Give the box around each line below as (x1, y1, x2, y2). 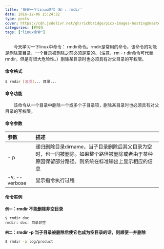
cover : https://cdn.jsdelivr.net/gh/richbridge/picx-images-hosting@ (5, 21, 150, 26)
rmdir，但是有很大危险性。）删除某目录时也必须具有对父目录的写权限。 (5, 56, 146, 62)
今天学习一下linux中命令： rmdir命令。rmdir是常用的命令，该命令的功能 (13, 44, 157, 49)
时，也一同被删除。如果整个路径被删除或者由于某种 (35, 151, 153, 158)
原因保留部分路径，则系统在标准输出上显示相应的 (35, 158, 148, 165)
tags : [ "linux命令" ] (5, 30, 45, 35)
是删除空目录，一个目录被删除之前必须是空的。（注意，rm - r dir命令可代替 (5, 50, 154, 56)
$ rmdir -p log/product (5, 239, 54, 244)
